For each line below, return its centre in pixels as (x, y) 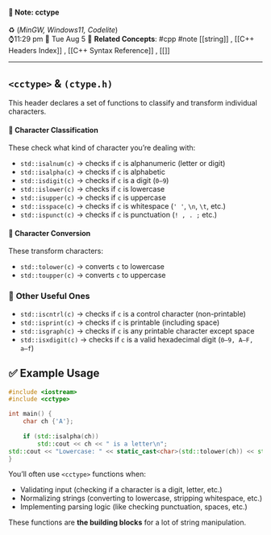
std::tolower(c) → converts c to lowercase (92, 267)
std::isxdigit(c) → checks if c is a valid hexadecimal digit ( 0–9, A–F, (137, 339)
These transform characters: (56, 251)
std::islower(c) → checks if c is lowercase (92, 189)
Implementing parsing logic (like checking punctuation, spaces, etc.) (133, 507)
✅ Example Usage (54, 373)
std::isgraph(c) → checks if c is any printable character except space (137, 330)
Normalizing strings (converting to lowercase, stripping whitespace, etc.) (141, 498)
